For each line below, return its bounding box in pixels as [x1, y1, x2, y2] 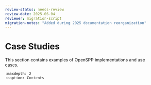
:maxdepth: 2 [5, 72, 32, 76]
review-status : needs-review [5, 7, 64, 12]
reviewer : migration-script [5, 16, 62, 21]
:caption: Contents [5, 75, 45, 81]
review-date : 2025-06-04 [5, 12, 55, 16]
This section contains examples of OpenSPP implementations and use [5, 57, 145, 63]
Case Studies [5, 41, 60, 52]
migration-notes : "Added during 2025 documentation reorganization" [5, 20, 147, 25]
